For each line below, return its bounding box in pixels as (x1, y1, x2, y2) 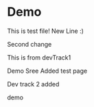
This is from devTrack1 (7, 53, 71, 62)
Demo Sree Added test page (7, 67, 88, 75)
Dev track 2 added (7, 80, 60, 88)
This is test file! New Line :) (7, 27, 84, 35)
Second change (7, 40, 52, 48)
